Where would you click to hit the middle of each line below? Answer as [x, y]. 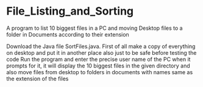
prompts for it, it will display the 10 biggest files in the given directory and [98, 66]
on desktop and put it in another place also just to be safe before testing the [101, 52]
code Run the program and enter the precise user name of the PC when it [98, 59]
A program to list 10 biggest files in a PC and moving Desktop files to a [94, 28]
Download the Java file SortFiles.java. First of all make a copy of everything [101, 46]
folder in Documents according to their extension [68, 34]
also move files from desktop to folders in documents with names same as [100, 72]
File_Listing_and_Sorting [70, 11]
